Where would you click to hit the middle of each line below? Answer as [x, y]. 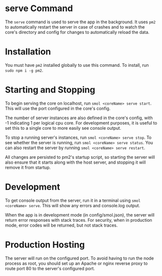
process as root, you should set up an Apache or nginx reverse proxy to [76, 263]
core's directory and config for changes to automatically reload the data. [77, 32]
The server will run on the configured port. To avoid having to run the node [79, 258]
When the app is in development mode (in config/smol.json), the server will [80, 215]
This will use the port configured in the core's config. [58, 108]
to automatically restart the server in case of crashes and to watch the [75, 27]
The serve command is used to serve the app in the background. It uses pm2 [80, 22]
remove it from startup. [28, 167]
